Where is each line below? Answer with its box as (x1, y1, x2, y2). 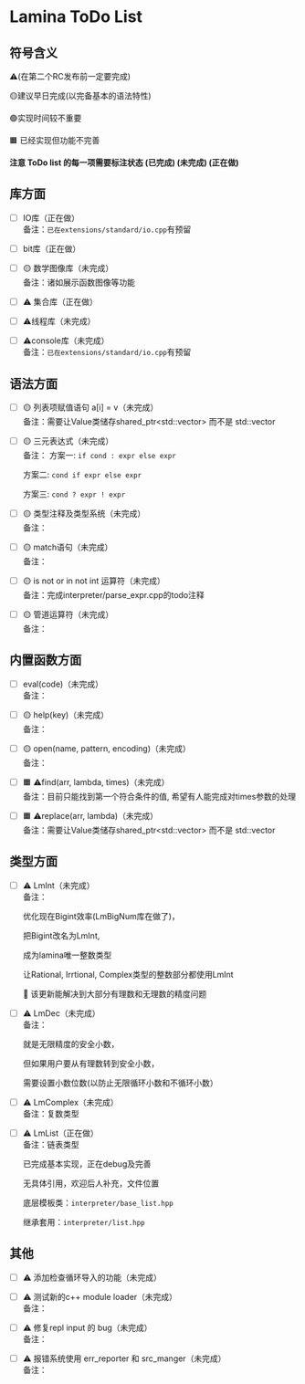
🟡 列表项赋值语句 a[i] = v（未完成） (22, 402, 159, 413)
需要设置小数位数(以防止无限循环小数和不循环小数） (22, 1077, 218, 1088)
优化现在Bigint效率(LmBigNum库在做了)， (22, 910, 180, 921)
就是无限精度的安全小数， (22, 1038, 120, 1049)
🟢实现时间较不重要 (9, 112, 82, 123)
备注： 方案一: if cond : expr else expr (22, 449, 176, 460)
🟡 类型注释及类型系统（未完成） (22, 508, 146, 519)
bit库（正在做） (22, 243, 81, 254)
